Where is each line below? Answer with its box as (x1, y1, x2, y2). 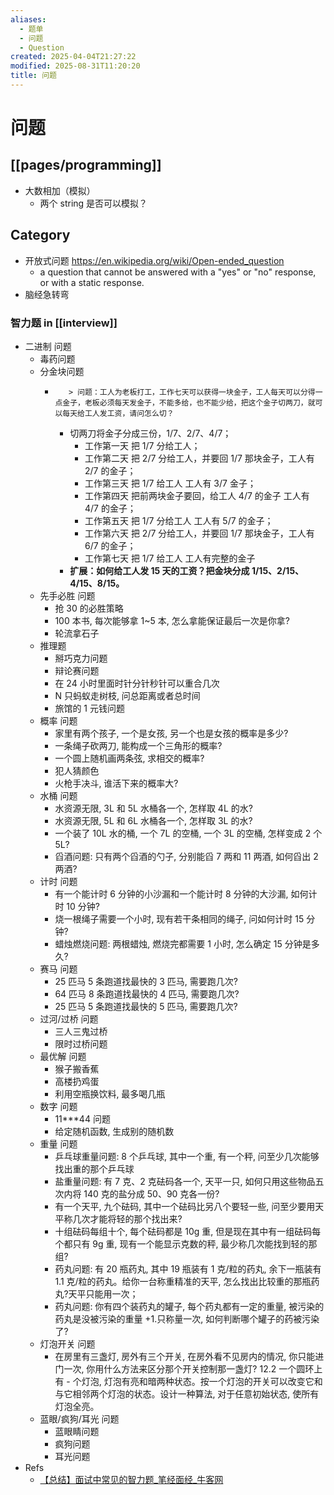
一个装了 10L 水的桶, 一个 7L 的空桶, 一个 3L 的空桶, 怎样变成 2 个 (54, 827, 323, 839)
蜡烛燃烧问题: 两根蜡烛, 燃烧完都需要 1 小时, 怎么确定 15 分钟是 (54, 937, 312, 950)
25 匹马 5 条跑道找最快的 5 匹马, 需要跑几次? (54, 1000, 238, 1012)
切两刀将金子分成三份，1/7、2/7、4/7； (69, 427, 232, 439)
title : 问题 (10, 71, 57, 81)
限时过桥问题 (54, 1037, 108, 1050)
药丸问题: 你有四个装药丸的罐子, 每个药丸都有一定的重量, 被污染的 (54, 1300, 325, 1312)
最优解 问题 (39, 1050, 87, 1062)
